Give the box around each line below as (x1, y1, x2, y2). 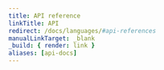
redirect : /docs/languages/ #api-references (8, 27, 157, 35)
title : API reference (8, 11, 81, 20)
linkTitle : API (8, 19, 59, 27)
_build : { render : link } (8, 42, 95, 50)
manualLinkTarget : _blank (8, 34, 95, 43)
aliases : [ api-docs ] (8, 49, 78, 57)
